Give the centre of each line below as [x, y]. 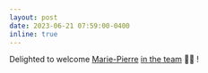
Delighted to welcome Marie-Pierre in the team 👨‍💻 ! [104, 60]
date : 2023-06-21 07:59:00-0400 [69, 26]
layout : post [34, 17]
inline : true [34, 34]
